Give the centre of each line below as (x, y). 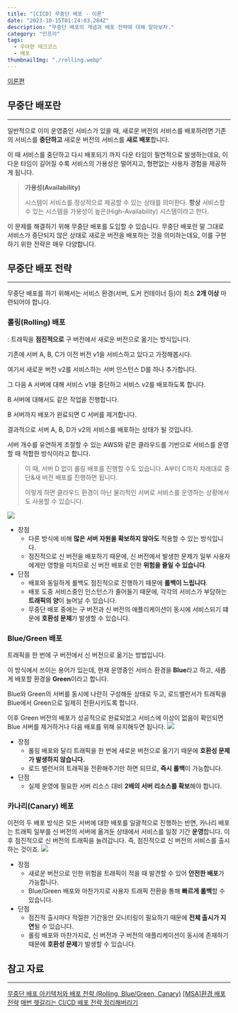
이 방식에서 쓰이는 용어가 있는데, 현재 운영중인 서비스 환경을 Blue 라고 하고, (110, 669)
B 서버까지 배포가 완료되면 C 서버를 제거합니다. (72, 414)
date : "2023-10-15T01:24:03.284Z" (58, 21)
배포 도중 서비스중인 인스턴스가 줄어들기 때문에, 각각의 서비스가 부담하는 (127, 592)
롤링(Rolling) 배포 (36, 322)
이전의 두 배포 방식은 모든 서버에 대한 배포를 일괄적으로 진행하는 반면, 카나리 (112, 823)
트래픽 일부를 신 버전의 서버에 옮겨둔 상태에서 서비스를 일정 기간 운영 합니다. (119, 832)
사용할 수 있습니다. (58, 501)
